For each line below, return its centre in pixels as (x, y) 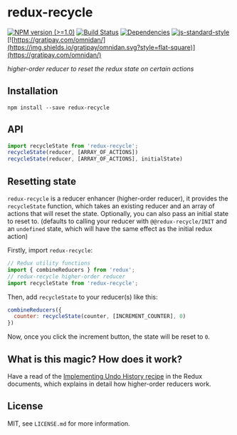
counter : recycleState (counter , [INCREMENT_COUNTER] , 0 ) (100, 317)
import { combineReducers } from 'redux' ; (71, 270)
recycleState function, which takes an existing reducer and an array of (111, 206)
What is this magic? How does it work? (95, 359)
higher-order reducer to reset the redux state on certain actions (101, 68)
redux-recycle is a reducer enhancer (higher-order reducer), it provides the (118, 198)
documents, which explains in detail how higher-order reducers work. (109, 384)
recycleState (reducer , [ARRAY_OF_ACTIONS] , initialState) (95, 159)
